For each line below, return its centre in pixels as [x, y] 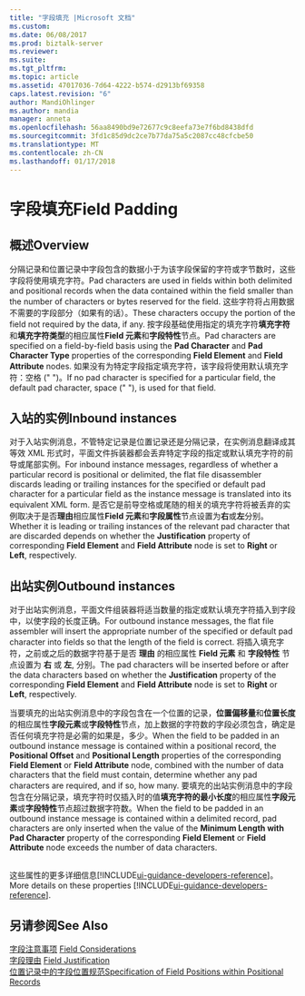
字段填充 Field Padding [94, 209]
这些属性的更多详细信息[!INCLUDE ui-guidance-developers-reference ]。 [144, 875]
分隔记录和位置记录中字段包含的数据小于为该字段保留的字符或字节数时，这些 [152, 269]
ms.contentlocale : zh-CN [56, 153]
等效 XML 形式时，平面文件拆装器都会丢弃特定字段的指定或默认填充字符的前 [151, 453]
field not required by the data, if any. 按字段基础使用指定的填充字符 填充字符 [150, 324]
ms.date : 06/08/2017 [49, 35]
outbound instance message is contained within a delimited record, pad [143, 819]
